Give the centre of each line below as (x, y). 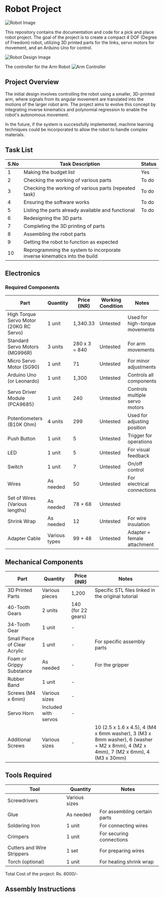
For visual (139, 450)
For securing (114, 833)
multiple (137, 395)
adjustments (142, 367)
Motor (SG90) (24, 367)
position (137, 428)
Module (16, 398)
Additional (19, 740)
